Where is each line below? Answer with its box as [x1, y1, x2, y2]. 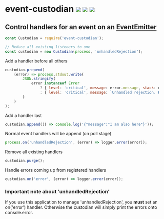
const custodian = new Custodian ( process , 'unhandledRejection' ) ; [5, 49, 143, 54]
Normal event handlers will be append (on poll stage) [5, 131, 112, 137]
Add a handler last [5, 112, 42, 118]
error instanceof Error [31, 81, 80, 86]
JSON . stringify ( [22, 77, 56, 81]
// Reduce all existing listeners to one [5, 44, 91, 49]
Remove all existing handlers [5, 149, 62, 155]
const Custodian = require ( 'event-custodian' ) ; [5, 36, 104, 40]
